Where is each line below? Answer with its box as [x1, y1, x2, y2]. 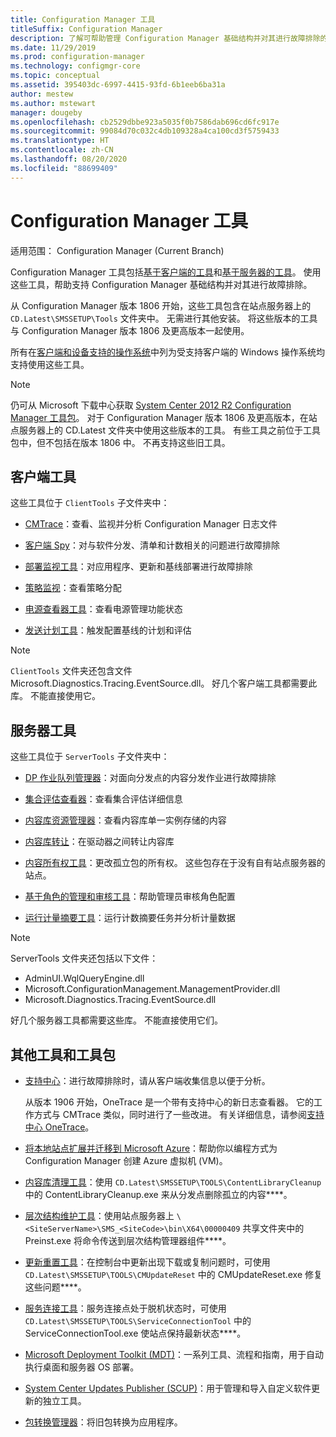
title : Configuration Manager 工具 [10, 14, 156, 25]
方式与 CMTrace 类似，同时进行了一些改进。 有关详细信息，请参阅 [33, 1109, 308, 1120]
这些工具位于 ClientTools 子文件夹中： [10, 497, 170, 509]
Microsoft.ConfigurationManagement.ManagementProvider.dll [24, 983, 281, 995]
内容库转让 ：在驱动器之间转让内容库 [24, 836, 175, 848]
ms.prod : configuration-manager [10, 52, 145, 62]
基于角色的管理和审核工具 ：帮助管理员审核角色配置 [24, 891, 236, 903]
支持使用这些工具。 [10, 358, 90, 370]
